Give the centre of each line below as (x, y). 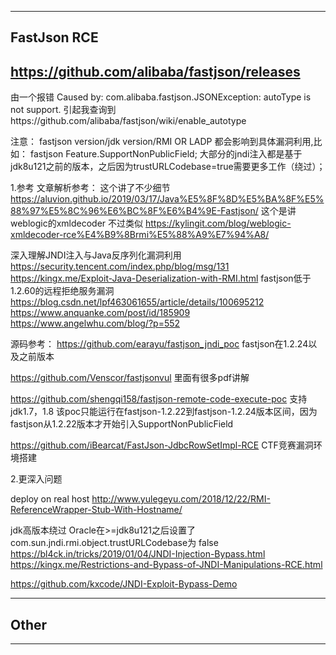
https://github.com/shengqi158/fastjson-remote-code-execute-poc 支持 (159, 399)
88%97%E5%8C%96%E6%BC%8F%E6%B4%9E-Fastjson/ (134, 211)
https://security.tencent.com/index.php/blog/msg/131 (120, 267)
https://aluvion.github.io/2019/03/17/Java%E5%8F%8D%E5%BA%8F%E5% (167, 199)
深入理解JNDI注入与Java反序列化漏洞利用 (96, 255)
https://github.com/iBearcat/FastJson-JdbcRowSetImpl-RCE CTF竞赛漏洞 (162, 445)
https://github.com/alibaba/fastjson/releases (155, 71)
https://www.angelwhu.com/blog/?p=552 (95, 323)
